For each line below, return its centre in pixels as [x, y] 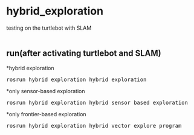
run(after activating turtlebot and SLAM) [84, 54]
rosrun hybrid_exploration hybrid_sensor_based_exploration [97, 102]
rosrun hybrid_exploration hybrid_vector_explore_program [94, 126]
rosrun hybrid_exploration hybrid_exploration [76, 79]
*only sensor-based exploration [46, 91]
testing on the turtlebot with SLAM [49, 28]
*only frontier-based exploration [46, 114]
